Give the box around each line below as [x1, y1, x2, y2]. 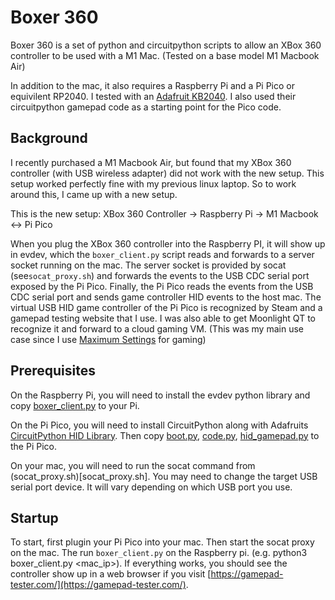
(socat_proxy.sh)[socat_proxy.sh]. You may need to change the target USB [10, 470, 318, 482]
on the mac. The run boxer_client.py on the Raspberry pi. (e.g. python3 [10, 547, 308, 559]
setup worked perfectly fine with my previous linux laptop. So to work [10, 177, 297, 190]
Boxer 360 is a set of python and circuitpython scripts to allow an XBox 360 [10, 39, 322, 51]
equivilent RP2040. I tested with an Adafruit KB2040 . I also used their [10, 90, 297, 102]
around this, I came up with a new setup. [10, 188, 178, 200]
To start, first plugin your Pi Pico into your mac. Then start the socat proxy [10, 536, 315, 548]
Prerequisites [10, 362, 96, 380]
